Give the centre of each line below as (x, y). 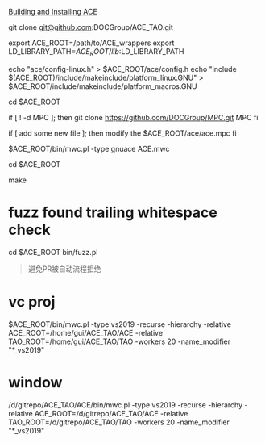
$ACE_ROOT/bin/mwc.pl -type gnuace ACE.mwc (89, 148)
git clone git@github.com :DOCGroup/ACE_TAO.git (91, 27)
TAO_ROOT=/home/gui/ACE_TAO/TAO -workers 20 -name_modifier (120, 341)
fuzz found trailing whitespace (113, 212)
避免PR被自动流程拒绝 (64, 269)
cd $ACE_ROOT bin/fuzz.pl (53, 252)
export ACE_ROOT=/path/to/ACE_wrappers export (91, 43)
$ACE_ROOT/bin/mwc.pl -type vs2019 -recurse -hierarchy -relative (120, 324)
